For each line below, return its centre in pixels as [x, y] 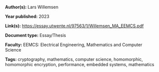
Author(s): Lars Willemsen [32, 7]
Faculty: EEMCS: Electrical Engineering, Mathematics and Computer [74, 45]
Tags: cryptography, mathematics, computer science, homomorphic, [74, 59]
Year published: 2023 [27, 16]
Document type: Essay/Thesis [36, 35]
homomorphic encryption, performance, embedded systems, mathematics [80, 64]
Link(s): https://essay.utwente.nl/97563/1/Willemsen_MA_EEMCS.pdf [74, 26]
